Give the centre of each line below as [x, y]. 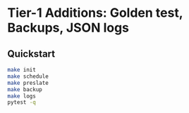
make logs [22, 96]
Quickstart [31, 54]
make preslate [28, 83]
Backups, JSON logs [68, 28]
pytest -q [22, 102]
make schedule [28, 76]
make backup [25, 89]
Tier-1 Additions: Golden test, [95, 13]
